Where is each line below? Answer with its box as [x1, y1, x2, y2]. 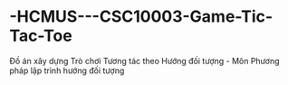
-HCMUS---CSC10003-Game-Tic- [9, 6, 274, 27]
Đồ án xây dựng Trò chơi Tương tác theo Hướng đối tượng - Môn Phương [9, 55, 280, 66]
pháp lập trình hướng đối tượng [9, 65, 125, 76]
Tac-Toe [9, 25, 72, 46]
